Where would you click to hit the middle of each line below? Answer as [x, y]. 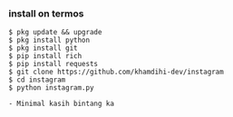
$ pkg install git [43, 48]
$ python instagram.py [51, 88]
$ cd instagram [37, 80]
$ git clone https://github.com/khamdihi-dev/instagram [116, 72]
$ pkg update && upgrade [55, 33]
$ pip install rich [45, 56]
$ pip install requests [53, 64]
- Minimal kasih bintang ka [62, 104]
